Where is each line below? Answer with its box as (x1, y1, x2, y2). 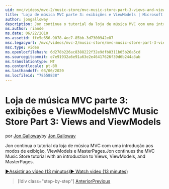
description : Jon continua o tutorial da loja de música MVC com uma (5, 21, 154, 27)
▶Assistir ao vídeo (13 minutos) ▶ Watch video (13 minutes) (5, 168, 128, 174)
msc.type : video (5, 45, 39, 50)
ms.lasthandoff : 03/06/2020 (5, 69, 64, 74)
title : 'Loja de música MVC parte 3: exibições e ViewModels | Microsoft (5, 12, 163, 17)
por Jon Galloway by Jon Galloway (5, 133, 76, 139)
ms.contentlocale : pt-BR (5, 64, 57, 69)
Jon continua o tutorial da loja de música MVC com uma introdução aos (5, 142, 153, 149)
